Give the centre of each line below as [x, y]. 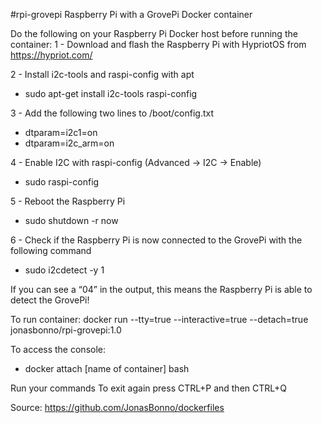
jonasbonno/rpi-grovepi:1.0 [66, 330]
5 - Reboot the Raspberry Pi [68, 201]
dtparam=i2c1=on [61, 132]
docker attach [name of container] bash [107, 368]
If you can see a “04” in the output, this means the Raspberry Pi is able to [161, 289]
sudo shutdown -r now [71, 220]
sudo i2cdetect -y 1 [64, 270]
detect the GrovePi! [50, 300]
